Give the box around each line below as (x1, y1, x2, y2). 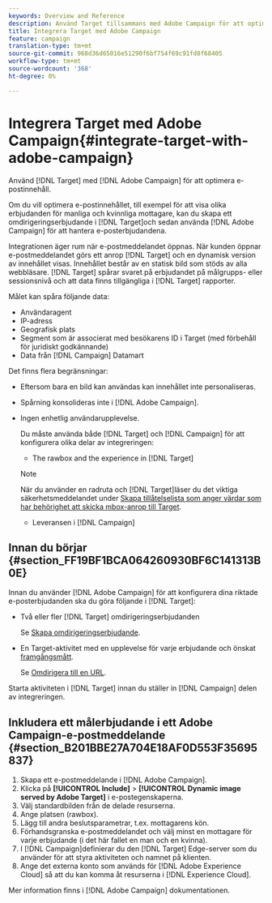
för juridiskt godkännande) (19, 341, 109, 351)
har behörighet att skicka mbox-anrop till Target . (19, 502, 182, 511)
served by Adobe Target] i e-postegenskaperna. (19, 792, 184, 802)
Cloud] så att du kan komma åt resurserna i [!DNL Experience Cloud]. (19, 870, 252, 879)
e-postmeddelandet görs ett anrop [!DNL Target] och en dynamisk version (8, 250, 257, 259)
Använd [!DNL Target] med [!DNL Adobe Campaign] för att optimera (8, 175, 236, 185)
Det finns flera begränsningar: (8, 366, 108, 375)
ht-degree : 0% (8, 72, 57, 80)
